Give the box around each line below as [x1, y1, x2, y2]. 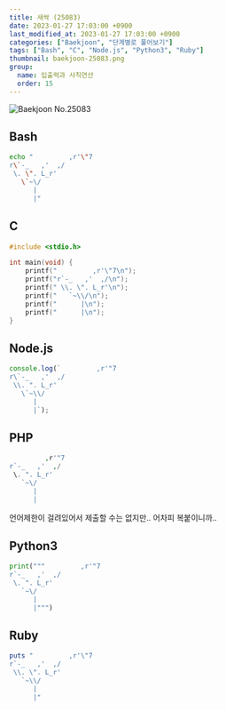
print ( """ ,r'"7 [9, 562, 101, 571]
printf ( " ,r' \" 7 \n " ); [25, 267, 137, 275]
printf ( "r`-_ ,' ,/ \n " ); [25, 275, 129, 284]
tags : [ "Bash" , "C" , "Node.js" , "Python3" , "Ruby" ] [9, 46, 204, 55]
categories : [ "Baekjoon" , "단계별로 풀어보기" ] [9, 37, 174, 47]
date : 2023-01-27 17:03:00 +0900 [9, 21, 133, 30]
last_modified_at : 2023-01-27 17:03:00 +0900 [9, 29, 180, 38]
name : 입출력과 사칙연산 [17, 71, 94, 80]
